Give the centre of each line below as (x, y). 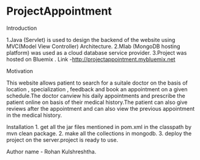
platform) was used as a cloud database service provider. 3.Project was (97, 52)
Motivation (20, 71)
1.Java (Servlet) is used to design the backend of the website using (91, 40)
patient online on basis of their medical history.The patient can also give (97, 102)
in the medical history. (34, 115)
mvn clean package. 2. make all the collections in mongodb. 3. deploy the (99, 133)
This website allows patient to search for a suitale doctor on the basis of (97, 83)
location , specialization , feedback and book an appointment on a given (97, 89)
